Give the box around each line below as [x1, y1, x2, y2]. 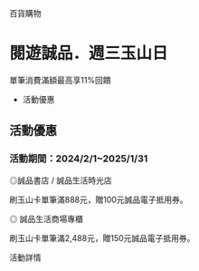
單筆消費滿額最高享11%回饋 [9, 74, 111, 85]
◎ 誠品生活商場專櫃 [9, 213, 83, 224]
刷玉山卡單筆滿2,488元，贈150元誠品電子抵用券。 [9, 232, 195, 243]
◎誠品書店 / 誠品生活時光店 [9, 175, 112, 186]
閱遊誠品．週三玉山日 [9, 44, 169, 63]
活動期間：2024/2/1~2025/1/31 [9, 152, 148, 165]
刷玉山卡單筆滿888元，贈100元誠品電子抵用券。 [9, 194, 188, 205]
